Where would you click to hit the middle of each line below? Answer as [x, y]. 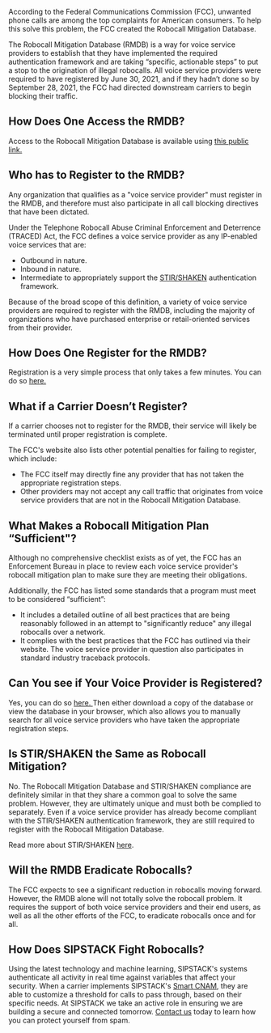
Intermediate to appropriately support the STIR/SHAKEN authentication [138, 277]
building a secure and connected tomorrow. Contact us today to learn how [132, 1012]
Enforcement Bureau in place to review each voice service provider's [123, 566]
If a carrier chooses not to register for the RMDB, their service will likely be [133, 426]
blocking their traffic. [43, 96]
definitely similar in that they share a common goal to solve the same [123, 794]
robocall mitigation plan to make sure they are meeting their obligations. [128, 575]
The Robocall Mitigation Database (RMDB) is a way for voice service [122, 44]
